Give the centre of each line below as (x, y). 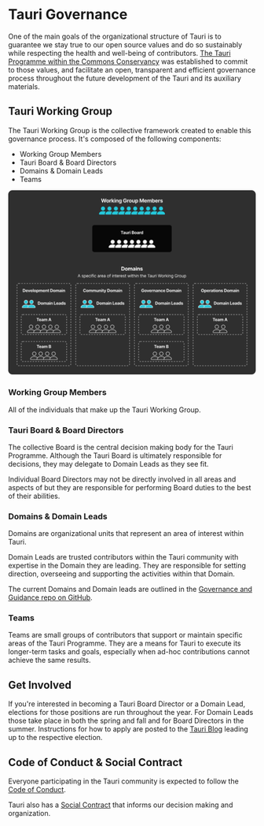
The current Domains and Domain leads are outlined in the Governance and (130, 590)
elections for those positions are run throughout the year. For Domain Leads (131, 713)
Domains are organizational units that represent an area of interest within (126, 534)
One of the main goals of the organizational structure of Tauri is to (115, 36)
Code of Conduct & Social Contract (95, 762)
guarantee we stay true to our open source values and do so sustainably (125, 44)
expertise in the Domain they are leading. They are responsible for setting (127, 566)
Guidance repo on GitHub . (50, 597)
